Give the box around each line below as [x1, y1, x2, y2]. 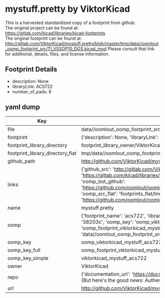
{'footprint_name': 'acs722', [81, 212, 146, 219]
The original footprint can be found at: [5, 35, 82, 41]
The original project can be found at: [5, 25, 79, 30]
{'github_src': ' [81, 165, 114, 172]
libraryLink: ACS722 [12, 83, 53, 89]
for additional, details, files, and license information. [5, 51, 110, 57]
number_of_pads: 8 [12, 88, 52, 94]
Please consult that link [107, 46, 155, 52]
